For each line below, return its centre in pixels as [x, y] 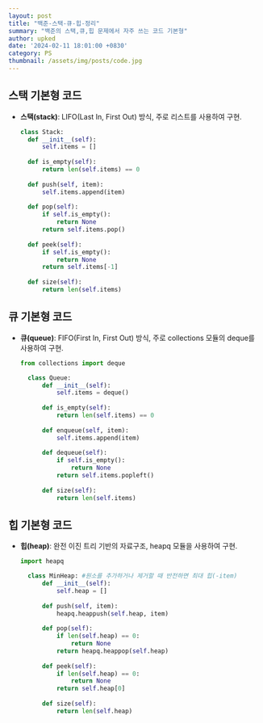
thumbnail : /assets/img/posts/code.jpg [75, 61]
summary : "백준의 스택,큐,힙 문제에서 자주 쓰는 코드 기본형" [98, 31]
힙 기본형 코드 [40, 525]
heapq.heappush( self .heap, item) [113, 614]
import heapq [42, 561]
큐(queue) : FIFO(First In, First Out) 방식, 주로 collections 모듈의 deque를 [138, 338]
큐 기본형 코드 [40, 317]
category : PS [30, 53]
